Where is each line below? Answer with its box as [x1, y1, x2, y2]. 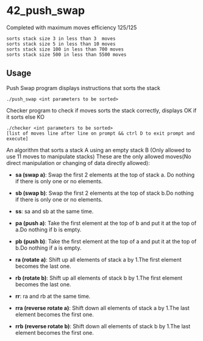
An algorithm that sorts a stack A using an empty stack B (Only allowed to [6, 146, 191, 153]
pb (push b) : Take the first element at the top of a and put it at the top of [15, 237, 197, 245]
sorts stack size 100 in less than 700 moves [6, 46, 124, 52]
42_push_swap [6, 4, 85, 18]
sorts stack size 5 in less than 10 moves [6, 41, 116, 47]
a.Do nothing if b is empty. [15, 226, 82, 233]
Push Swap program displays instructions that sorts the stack [6, 84, 160, 91]
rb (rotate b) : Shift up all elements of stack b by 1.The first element [15, 274, 183, 281]
